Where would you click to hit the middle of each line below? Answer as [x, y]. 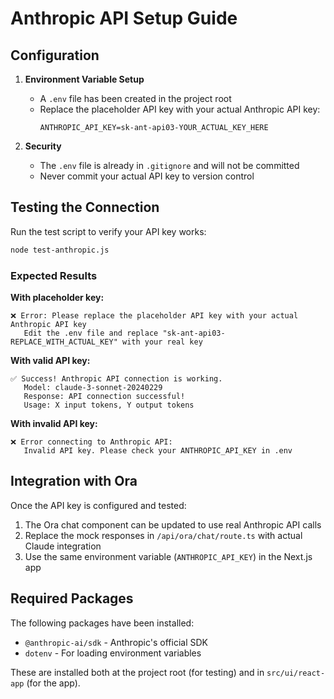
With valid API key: [50, 360]
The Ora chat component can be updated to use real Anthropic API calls [173, 524]
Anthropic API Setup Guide [124, 18]
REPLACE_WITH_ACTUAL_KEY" [64, 342]
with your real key [162, 342]
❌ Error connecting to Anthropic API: [91, 442]
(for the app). [53, 683]
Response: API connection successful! [104, 396]
